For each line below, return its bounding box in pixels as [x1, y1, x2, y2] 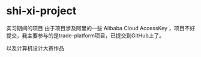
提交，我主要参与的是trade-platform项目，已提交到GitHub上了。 [6, 31, 165, 39]
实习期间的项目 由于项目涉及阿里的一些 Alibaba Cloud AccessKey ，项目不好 [6, 24, 196, 31]
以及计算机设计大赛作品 [6, 45, 64, 52]
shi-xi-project [6, 4, 77, 18]
